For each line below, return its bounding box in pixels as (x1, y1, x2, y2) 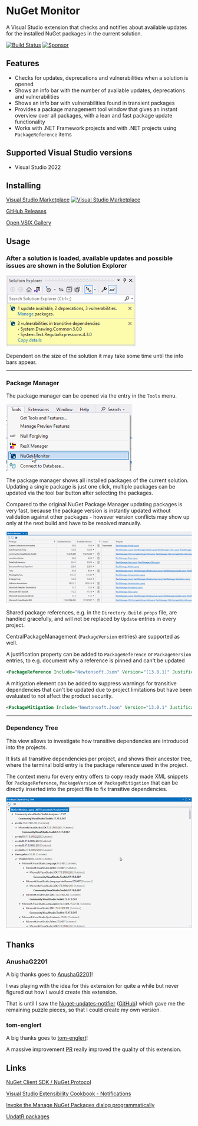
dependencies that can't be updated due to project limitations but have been (6, 686, 192, 693)
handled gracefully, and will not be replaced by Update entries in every (6, 615, 177, 622)
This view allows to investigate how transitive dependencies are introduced (6, 737, 189, 744)
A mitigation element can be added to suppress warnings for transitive (6, 679, 177, 686)
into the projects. (6, 743, 47, 751)
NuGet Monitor (6, 4, 81, 18)
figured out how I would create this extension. (6, 988, 118, 995)
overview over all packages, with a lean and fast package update (14, 112, 173, 119)
